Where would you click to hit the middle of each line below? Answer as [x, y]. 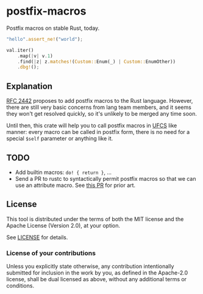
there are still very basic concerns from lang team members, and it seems [99, 107]
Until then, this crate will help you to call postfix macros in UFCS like [92, 125]
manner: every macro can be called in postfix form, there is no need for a [98, 132]
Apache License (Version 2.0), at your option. [63, 225]
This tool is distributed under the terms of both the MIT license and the [95, 219]
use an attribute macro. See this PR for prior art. [75, 185]
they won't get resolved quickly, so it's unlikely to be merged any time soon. [101, 114]
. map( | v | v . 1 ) [35, 56]
